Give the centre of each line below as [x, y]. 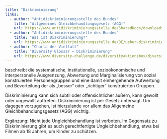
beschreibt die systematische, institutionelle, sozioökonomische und [75, 70]
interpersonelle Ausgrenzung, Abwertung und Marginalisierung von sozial [81, 75]
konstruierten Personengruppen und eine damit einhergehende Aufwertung [83, 80]
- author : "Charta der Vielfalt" [44, 47]
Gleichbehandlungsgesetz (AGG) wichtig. [47, 111]
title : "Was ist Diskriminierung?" [51, 38]
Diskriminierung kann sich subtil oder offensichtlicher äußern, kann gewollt [82, 95]
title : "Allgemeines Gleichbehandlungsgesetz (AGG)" [70, 24]
